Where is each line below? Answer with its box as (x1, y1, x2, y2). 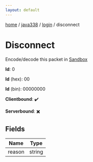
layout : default (5, 7, 40, 13)
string (29, 148, 43, 155)
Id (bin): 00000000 (5, 86, 46, 92)
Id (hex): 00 (5, 76, 30, 82)
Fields (5, 124, 25, 133)
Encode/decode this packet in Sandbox (5, 56, 88, 62)
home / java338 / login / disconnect (5, 21, 80, 28)
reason (8, 148, 24, 155)
